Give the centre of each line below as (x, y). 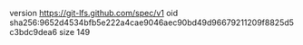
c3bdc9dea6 (33, 32)
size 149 (74, 32)
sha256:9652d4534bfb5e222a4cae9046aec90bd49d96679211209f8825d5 (152, 22)
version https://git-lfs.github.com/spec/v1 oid (94, 13)
